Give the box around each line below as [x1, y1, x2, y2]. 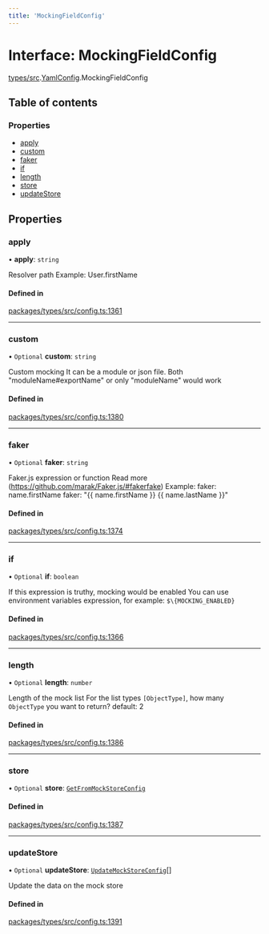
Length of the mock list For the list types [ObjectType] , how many [8, 693, 224, 703]
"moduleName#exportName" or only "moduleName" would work [8, 375, 222, 385]
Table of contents [8, 95, 98, 109]
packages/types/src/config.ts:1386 [8, 738, 124, 748]
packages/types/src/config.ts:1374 [8, 526, 123, 536]
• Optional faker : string [8, 457, 89, 467]
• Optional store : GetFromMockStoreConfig [8, 784, 146, 793]
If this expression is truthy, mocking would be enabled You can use [8, 587, 230, 597]
